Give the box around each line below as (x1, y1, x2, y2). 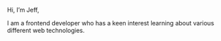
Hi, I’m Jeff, (7, 6, 40, 14)
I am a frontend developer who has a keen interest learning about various (7, 19, 215, 27)
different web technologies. (7, 27, 85, 34)
